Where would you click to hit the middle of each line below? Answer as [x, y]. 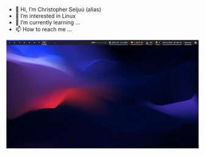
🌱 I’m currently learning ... [48, 22]
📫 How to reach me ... [43, 29]
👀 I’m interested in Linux [45, 16]
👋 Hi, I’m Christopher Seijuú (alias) [58, 9]
